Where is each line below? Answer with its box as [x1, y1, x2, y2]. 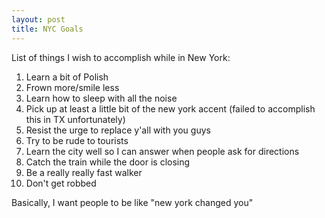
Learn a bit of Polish [25, 71, 109, 83]
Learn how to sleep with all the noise [25, 92, 178, 104]
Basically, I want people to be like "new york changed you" [11, 196, 254, 208]
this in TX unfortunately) [25, 113, 126, 125]
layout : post [11, 14, 66, 25]
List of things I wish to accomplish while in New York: [11, 51, 231, 63]
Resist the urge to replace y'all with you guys [25, 124, 211, 136]
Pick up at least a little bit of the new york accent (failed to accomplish [25, 102, 316, 115]
